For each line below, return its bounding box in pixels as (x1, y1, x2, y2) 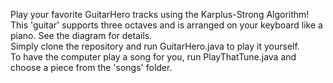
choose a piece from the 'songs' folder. (10, 62, 173, 73)
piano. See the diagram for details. (10, 30, 153, 41)
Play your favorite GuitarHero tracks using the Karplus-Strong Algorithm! (10, 9, 310, 20)
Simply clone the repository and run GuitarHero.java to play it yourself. (10, 40, 300, 52)
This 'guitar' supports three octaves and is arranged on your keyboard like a (10, 19, 323, 31)
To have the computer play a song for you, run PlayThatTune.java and (10, 51, 297, 63)
